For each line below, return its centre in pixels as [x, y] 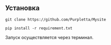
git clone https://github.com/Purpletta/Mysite [56, 19]
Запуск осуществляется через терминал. [49, 37]
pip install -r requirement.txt [39, 28]
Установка [22, 8]
